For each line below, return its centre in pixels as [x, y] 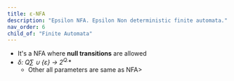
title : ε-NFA [26, 14]
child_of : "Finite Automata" [50, 33]
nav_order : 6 [26, 27]
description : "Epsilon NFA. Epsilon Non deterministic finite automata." [118, 20]
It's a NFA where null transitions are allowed [82, 54]
